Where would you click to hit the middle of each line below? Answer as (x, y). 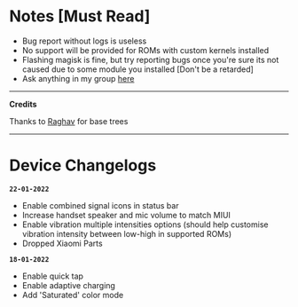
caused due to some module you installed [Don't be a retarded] (138, 69)
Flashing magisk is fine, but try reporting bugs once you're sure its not (150, 59)
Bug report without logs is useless (84, 41)
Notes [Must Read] (80, 16)
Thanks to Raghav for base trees (69, 121)
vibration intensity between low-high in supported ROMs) (127, 233)
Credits (23, 104)
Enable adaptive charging (68, 285)
